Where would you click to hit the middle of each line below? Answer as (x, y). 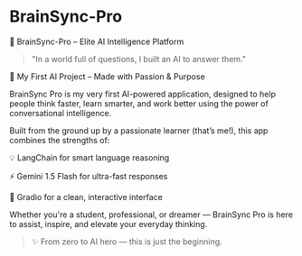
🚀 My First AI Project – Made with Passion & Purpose (107, 76)
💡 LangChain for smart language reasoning (90, 157)
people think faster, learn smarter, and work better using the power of (139, 103)
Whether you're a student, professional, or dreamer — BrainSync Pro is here (151, 215)
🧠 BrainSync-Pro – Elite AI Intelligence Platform (97, 41)
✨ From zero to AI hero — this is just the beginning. (127, 242)
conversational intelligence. (61, 113)
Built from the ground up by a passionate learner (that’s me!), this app (139, 130)
